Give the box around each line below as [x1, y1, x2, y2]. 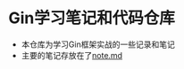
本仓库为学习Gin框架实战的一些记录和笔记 [21, 39, 175, 50]
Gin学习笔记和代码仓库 [8, 8, 176, 28]
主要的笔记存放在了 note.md [21, 50, 122, 60]
